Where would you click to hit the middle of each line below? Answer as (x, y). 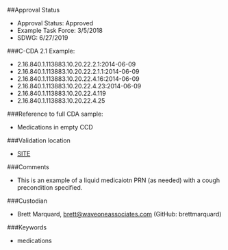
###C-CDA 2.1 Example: (41, 51)
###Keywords (27, 227)
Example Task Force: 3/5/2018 (60, 30)
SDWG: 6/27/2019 (42, 38)
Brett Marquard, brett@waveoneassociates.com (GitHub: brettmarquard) (119, 214)
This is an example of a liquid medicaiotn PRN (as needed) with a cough (118, 180)
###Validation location (39, 140)
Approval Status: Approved (55, 23)
